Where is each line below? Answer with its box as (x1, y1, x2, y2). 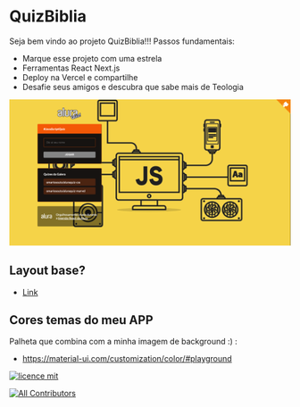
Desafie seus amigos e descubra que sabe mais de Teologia (21, 81, 244, 92)
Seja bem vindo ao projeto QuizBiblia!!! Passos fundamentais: (9, 36, 235, 46)
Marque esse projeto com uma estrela (21, 53, 162, 63)
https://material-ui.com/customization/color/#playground (21, 353, 232, 364)
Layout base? (9, 263, 87, 278)
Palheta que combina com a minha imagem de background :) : (9, 336, 238, 347)
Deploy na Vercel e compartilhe (21, 71, 138, 82)
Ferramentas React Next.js (21, 62, 121, 73)
